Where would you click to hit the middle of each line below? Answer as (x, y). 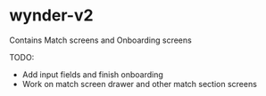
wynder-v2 (51, 16)
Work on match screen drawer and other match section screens (139, 84)
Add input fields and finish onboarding (92, 74)
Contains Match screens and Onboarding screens (100, 40)
